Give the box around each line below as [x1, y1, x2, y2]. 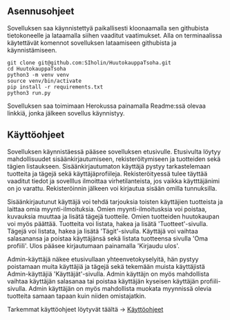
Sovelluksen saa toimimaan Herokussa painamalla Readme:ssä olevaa [7, 102, 206, 110]
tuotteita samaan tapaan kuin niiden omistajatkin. [7, 292, 146, 300]
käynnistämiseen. [7, 46, 57, 54]
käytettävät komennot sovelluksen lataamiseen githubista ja [7, 38, 177, 47]
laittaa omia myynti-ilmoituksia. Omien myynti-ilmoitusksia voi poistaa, [7, 205, 207, 213]
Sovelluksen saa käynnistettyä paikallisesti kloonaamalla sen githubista [7, 23, 209, 32]
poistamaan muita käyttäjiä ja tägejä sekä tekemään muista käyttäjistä [7, 262, 205, 270]
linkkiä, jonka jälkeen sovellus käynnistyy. [7, 109, 125, 117]
